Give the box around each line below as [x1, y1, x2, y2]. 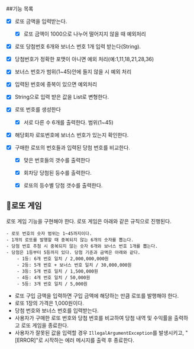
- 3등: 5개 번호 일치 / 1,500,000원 [17, 268, 99, 274]
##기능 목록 [6, 5, 34, 12]
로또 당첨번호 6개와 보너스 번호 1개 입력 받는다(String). [14, 43, 141, 50]
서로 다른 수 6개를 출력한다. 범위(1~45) [23, 119, 114, 126]
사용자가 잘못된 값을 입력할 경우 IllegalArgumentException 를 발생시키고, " [14, 329, 188, 336]
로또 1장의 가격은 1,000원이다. [14, 299, 85, 306]
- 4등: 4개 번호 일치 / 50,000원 [17, 274, 90, 280]
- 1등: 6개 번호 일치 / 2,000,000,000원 [17, 255, 109, 262]
